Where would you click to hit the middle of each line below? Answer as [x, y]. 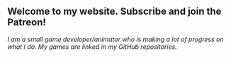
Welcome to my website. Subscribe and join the [114, 12]
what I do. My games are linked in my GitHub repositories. [92, 46]
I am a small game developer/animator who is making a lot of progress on [115, 39]
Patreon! [27, 23]
